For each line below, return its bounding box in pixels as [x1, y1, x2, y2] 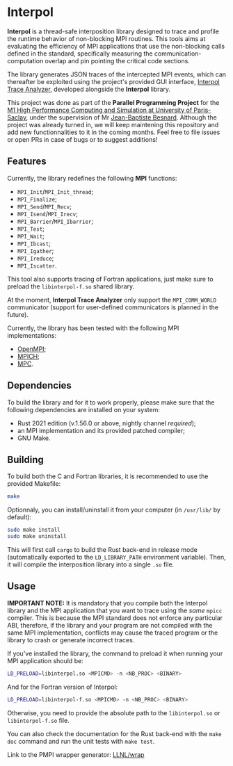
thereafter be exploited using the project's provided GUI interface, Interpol [7, 77, 220, 85]
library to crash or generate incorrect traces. [7, 635, 135, 644]
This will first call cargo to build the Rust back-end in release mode [7, 546, 198, 553]
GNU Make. [17, 434, 51, 442]
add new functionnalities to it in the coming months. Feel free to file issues [7, 128, 220, 136]
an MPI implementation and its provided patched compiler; [17, 426, 186, 434]
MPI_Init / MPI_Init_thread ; [17, 187, 94, 195]
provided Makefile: [7, 480, 61, 488]
